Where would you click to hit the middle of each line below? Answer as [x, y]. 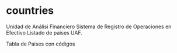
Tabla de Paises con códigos [41, 44]
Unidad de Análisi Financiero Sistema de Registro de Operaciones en [89, 26]
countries [30, 11]
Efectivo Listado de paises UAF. [44, 32]
